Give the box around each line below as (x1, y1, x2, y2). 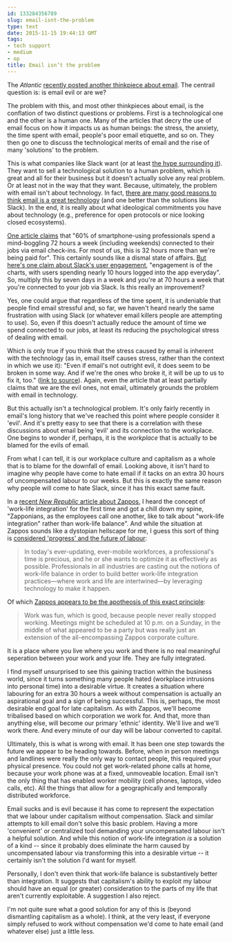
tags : (7, 36, 23, 43)
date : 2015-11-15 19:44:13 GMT (7, 29, 97, 37)
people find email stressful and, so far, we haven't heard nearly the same (7, 303, 215, 312)
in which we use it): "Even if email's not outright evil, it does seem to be (7, 361, 211, 369)
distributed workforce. (7, 791, 70, 799)
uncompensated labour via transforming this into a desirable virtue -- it (7, 848, 209, 857)
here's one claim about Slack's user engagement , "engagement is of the (7, 260, 213, 269)
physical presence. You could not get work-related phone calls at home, (7, 761, 212, 770)
